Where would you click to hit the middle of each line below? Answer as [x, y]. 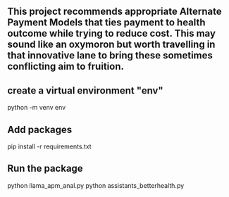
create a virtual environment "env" [85, 90]
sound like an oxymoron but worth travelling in [111, 45]
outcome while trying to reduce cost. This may [112, 33]
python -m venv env [37, 108]
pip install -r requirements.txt [49, 146]
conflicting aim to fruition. [66, 66]
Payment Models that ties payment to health [106, 23]
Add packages [40, 129]
